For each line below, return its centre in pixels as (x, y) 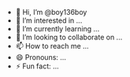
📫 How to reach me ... (52, 46)
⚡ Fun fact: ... (37, 66)
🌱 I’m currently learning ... (58, 29)
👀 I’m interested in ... (49, 20)
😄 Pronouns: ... (41, 57)
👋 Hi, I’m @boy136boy (51, 12)
